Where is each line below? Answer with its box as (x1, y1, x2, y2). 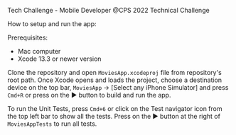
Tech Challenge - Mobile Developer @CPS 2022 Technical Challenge (7, 6, 210, 14)
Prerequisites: (7, 33, 48, 42)
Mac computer (17, 47, 61, 55)
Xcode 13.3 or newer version (17, 54, 102, 63)
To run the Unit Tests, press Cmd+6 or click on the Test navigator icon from (7, 105, 222, 112)
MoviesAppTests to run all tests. (7, 119, 97, 128)
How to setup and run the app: (7, 20, 97, 28)
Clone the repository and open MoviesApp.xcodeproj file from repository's (7, 69, 222, 76)
